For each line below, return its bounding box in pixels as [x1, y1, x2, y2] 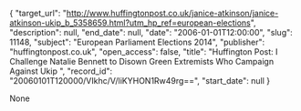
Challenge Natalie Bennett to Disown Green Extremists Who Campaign [9, 56, 275, 66]
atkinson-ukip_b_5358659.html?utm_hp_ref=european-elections [9, 17, 251, 28]
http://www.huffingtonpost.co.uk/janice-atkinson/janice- [66, 8, 279, 18]
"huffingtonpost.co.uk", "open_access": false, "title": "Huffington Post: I [9, 46, 278, 57]
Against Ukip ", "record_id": [9, 66, 113, 76]
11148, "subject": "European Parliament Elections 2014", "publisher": [9, 36, 265, 47]
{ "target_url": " [9, 8, 67, 18]
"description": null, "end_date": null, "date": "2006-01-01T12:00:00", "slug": [9, 27, 294, 37]
